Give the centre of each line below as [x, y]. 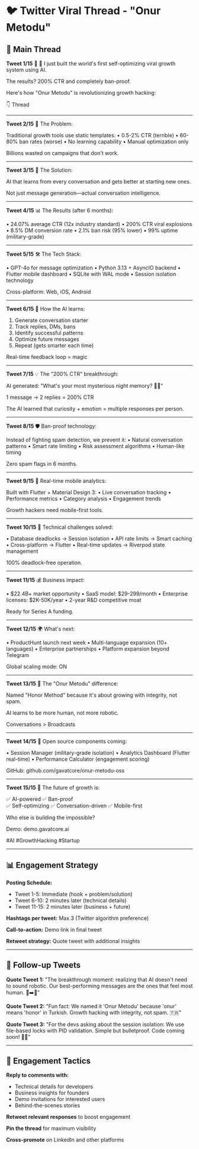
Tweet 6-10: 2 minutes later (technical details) [70, 900]
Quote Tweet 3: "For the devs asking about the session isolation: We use [95, 1024]
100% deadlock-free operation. [44, 563]
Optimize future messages [47, 339]
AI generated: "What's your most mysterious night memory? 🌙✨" [85, 386]
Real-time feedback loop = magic [47, 357]
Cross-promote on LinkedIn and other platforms [65, 1140]
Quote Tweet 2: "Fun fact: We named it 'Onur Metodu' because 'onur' [92, 1006]
